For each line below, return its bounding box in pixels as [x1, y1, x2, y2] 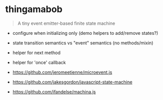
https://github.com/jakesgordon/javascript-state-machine [12, 79, 133, 85]
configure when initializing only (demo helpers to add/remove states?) [12, 30, 158, 36]
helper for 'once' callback [12, 59, 66, 65]
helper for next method [12, 49, 61, 56]
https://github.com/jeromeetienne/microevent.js [12, 69, 113, 75]
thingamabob [5, 4, 63, 15]
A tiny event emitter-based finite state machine [17, 20, 115, 26]
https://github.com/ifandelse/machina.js [12, 88, 96, 94]
